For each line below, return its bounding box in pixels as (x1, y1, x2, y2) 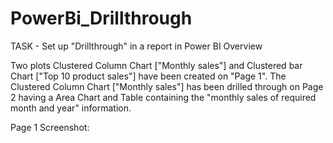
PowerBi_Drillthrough (10, 7, 193, 30)
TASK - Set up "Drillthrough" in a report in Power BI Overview (10, 40, 263, 52)
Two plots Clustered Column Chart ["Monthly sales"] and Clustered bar (10, 59, 303, 71)
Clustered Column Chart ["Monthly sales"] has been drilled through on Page (10, 80, 324, 92)
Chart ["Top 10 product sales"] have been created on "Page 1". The (10, 70, 287, 82)
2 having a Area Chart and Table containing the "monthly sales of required (10, 91, 317, 103)
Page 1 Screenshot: (10, 121, 90, 133)
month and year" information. (10, 102, 132, 114)
